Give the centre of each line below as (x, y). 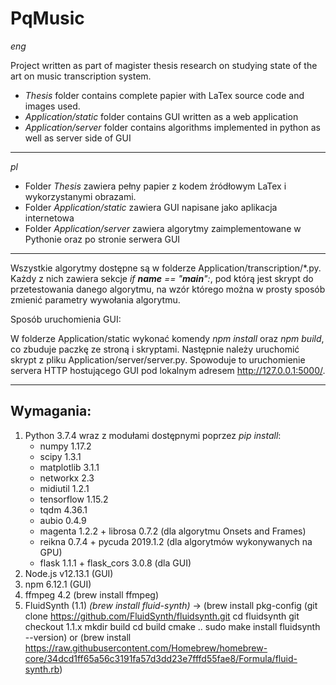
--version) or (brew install (78, 637)
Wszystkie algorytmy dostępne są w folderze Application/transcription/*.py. (166, 268)
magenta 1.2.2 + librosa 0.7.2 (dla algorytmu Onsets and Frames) (173, 531)
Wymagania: (51, 411)
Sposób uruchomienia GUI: (66, 319)
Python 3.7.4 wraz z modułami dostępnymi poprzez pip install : (153, 435)
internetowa (49, 218)
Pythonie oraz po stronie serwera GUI (102, 239)
